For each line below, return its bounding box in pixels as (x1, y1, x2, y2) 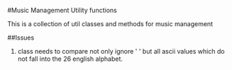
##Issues (7, 33, 35, 42)
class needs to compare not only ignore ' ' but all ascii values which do (17, 47, 225, 55)
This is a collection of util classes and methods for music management (7, 20, 214, 28)
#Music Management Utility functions (7, 6, 117, 14)
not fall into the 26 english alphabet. (17, 54, 123, 63)
